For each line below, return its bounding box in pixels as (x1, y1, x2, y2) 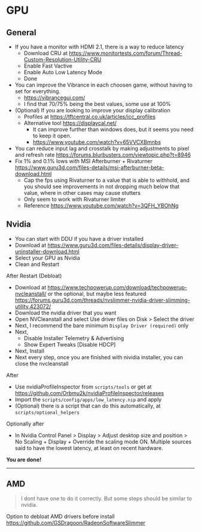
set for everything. (14, 88, 61, 94)
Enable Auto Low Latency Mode (23, 69, 103, 75)
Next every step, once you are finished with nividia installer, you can (14, 353, 184, 360)
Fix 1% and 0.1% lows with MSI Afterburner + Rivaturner (14, 158, 153, 164)
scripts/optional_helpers (14, 409, 80, 415)
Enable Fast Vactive (23, 62, 73, 69)
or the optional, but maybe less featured (47, 290, 147, 297)
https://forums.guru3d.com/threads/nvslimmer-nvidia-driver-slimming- (14, 296, 190, 304)
